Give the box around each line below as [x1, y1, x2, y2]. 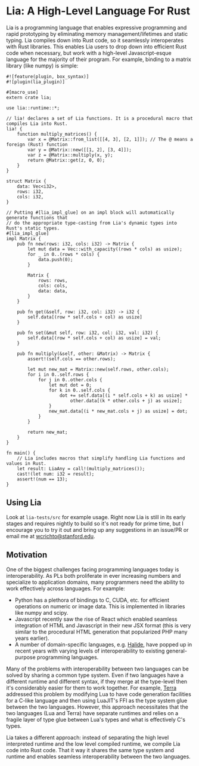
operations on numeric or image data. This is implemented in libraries [14, 602, 185, 610]
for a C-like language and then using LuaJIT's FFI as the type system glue [6, 697, 188, 704]
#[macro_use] [6, 89, 39, 95]
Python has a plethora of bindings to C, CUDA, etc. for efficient [14, 596, 170, 603]
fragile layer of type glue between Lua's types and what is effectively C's [6, 716, 186, 723]
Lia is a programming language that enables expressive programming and [6, 24, 187, 31]
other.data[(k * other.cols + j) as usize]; [70, 397, 183, 404]
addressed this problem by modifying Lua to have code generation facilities [6, 690, 192, 697]
